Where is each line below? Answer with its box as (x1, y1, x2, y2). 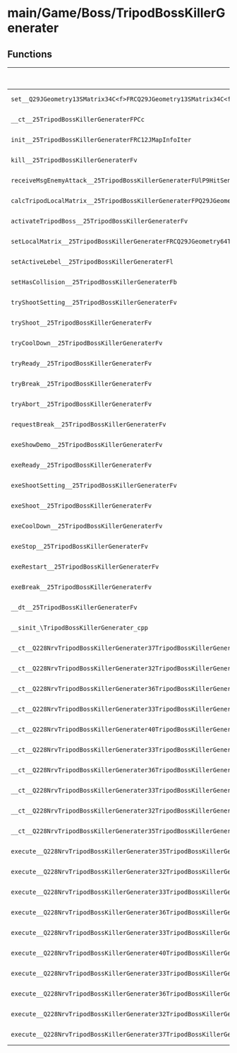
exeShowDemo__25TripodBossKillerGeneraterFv (11, 441, 163, 448)
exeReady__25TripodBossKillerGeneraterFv (11, 461, 152, 469)
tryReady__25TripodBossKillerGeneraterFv (11, 359, 152, 367)
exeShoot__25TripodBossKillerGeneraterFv (11, 502, 152, 510)
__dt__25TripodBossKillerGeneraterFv (11, 603, 138, 611)
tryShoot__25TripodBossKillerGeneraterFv (11, 319, 152, 327)
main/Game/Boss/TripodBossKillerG (7, 5, 226, 21)
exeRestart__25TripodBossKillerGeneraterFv (11, 563, 159, 571)
